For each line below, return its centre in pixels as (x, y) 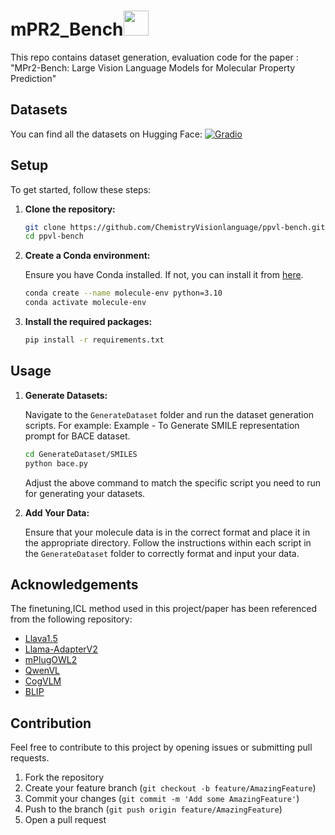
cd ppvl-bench (54, 236)
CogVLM (43, 681)
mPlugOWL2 (51, 660)
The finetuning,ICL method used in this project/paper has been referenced (163, 609)
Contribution (51, 723)
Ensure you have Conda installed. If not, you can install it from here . (164, 275)
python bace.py (56, 463)
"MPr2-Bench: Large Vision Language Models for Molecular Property (153, 67)
